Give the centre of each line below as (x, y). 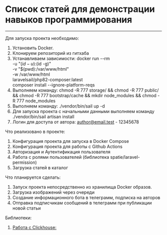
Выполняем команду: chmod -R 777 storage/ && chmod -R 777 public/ (85, 90)
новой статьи (27, 208)
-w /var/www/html (31, 74)
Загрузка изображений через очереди (53, 192)
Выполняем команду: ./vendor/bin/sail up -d (59, 106)
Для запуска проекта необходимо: (42, 38)
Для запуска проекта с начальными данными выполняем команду (83, 111)
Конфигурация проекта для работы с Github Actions (67, 146)
